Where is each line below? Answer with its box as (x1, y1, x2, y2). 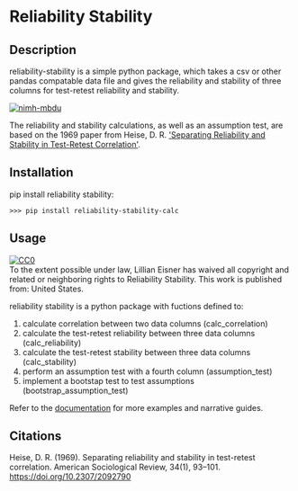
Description (9, 42, 77, 58)
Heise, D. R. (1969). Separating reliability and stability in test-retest (9, 452, 256, 463)
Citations (9, 429, 62, 444)
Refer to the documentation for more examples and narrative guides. (9, 402, 264, 413)
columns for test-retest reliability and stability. (9, 85, 180, 95)
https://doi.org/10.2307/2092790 (9, 471, 131, 482)
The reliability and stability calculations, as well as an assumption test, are (9, 120, 284, 130)
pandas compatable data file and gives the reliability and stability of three (9, 76, 282, 86)
